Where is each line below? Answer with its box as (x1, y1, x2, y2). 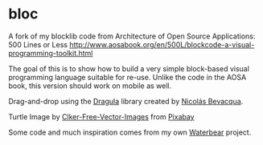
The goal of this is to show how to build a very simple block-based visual (8, 63, 249, 73)
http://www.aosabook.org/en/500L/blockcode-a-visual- (69, 39, 255, 49)
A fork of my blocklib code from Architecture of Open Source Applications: (8, 31, 256, 41)
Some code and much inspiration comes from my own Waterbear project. (8, 127, 252, 137)
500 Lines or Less (8, 39, 68, 49)
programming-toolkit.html (8, 48, 93, 58)
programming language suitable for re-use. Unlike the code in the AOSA (8, 72, 247, 82)
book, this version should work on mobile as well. (8, 81, 172, 91)
